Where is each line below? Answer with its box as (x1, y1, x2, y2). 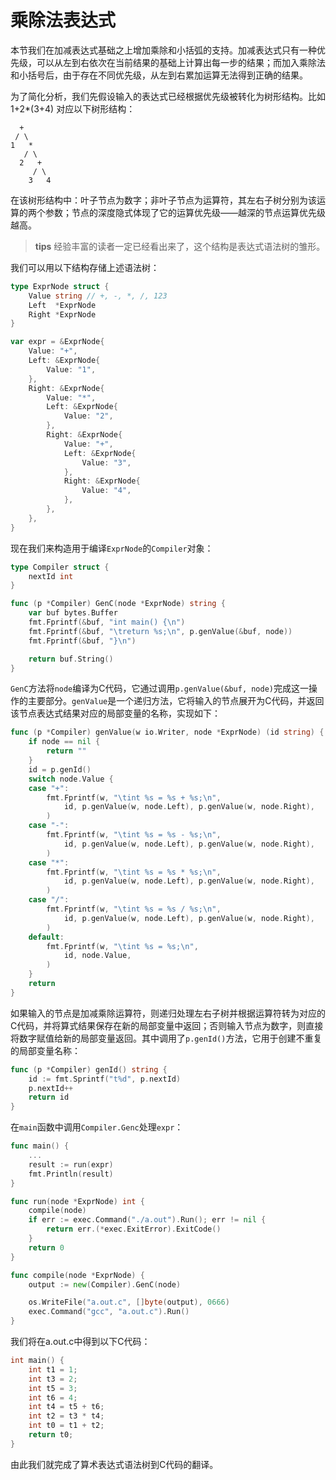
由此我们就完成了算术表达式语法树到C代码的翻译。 (10, 1458, 219, 1470)
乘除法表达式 (10, 9, 117, 32)
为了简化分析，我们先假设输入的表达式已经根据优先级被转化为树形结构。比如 (10, 90, 326, 102)
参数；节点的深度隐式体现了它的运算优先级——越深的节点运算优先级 (44, 206, 326, 218)
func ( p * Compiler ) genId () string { (10, 1064, 168, 1075)
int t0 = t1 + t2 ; (28, 1421, 105, 1431)
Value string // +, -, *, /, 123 (28, 291, 168, 301)
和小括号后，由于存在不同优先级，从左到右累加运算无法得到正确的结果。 (10, 69, 308, 81)
